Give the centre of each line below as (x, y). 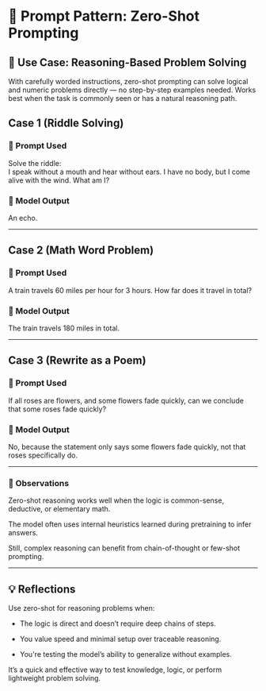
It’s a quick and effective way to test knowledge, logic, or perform (115, 670)
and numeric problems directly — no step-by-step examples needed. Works (132, 90)
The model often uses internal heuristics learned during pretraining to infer (130, 524)
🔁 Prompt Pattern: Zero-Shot (104, 16)
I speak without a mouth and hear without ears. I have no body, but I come (129, 172)
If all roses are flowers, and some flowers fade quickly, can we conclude (126, 400)
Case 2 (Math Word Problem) (81, 251)
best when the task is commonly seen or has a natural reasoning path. (123, 98)
